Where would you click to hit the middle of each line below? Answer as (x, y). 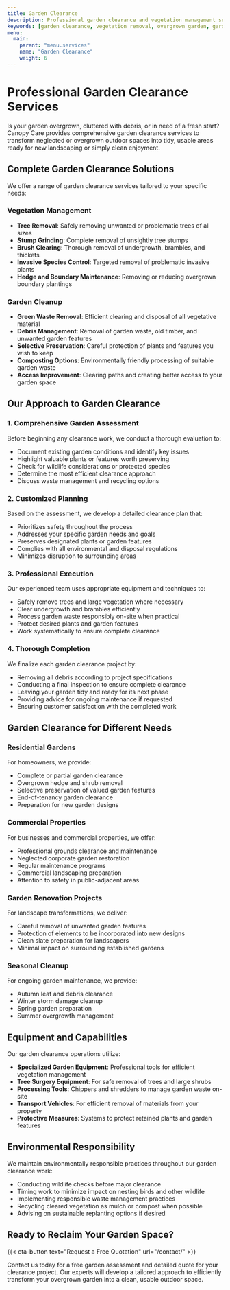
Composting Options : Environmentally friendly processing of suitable (115, 360)
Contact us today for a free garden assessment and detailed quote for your (113, 1265)
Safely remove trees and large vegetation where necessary (100, 602)
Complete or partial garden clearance (70, 775)
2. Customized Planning (48, 498)
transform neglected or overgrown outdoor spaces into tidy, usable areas (110, 140)
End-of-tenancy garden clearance (65, 797)
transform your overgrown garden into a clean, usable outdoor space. (105, 1279)
